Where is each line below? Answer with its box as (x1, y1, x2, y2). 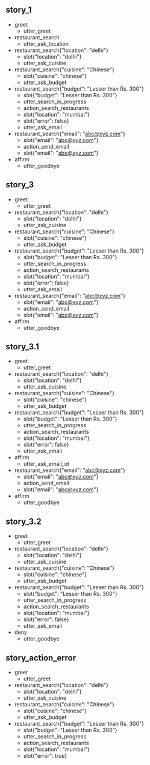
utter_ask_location (23, 40, 69, 47)
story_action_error (5, 653, 77, 663)
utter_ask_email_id (23, 460, 69, 468)
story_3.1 (5, 341, 40, 352)
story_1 (5, 5, 32, 15)
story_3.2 (5, 516, 42, 526)
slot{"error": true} (23, 752, 67, 760)
